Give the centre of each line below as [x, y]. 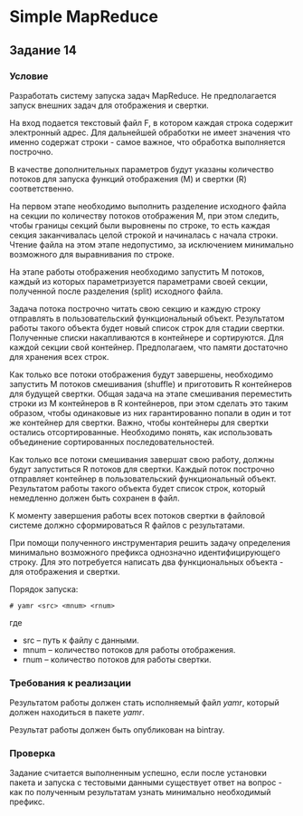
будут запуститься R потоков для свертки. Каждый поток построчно [142, 469]
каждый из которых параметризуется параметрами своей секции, [139, 281]
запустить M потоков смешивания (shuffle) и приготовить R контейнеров [151, 384]
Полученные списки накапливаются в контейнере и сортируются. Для [147, 337]
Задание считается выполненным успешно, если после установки [138, 773]
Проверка [33, 753]
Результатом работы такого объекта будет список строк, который [137, 488]
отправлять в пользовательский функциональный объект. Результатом [147, 318]
